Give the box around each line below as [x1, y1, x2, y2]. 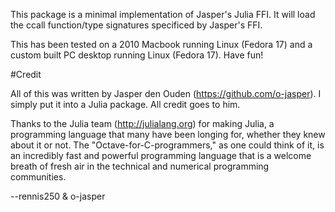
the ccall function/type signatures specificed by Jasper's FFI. [10, 19, 263, 31]
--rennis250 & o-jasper [10, 190, 106, 202]
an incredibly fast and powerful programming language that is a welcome [10, 150, 312, 161]
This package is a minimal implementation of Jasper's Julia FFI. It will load [10, 9, 316, 20]
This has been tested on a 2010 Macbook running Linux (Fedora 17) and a [10, 39, 313, 50]
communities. [10, 171, 67, 183]
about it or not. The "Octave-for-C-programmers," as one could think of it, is [10, 139, 325, 151]
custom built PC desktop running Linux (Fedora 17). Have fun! [10, 49, 264, 61]
